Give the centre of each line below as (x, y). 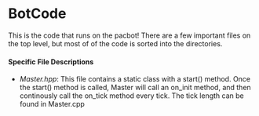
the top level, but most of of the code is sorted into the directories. (115, 43)
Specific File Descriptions (51, 62)
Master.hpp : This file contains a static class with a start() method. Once (135, 79)
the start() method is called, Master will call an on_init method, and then (135, 88)
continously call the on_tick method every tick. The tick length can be (132, 96)
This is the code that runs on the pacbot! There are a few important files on (129, 35)
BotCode (37, 14)
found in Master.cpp (52, 104)
